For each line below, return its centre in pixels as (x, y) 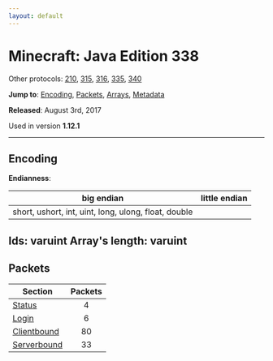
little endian (224, 198)
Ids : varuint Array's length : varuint (98, 241)
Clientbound (36, 331)
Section (37, 291)
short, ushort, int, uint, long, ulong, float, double (103, 212)
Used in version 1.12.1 (44, 126)
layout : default (36, 16)
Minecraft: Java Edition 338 (104, 56)
